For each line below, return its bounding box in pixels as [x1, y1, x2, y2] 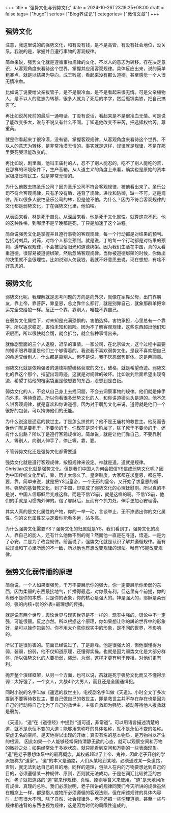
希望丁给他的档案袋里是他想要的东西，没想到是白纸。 [14, 377, 126, 383]
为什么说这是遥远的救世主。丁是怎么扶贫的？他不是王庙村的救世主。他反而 [5, 418, 161, 424]
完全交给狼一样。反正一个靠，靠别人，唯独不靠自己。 [9, 306, 121, 313]
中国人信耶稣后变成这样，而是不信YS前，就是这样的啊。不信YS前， [18, 491, 160, 497]
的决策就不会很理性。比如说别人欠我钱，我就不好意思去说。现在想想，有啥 [5, 256, 161, 262]
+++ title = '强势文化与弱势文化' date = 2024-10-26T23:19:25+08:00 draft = [5, 5, 164, 10]
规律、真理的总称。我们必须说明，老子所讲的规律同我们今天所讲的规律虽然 [9, 783, 166, 789]
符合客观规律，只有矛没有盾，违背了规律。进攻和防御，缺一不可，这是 [14, 190, 161, 196]
